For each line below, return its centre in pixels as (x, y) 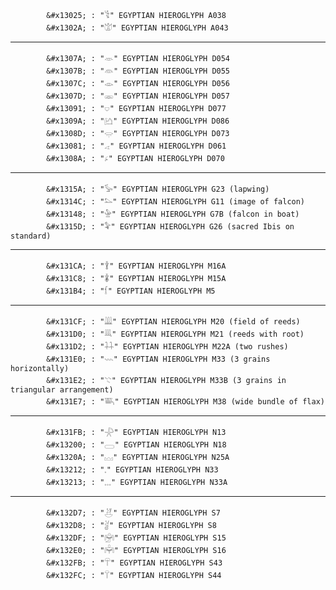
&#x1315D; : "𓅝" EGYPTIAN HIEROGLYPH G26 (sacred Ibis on (170, 227)
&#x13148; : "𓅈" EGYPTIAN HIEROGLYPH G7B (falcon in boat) (173, 214)
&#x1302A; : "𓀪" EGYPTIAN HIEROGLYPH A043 (137, 28)
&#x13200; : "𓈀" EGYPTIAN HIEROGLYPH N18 (136, 445)
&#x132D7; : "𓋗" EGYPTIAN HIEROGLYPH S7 (133, 513)
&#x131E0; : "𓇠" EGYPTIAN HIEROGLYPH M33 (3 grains (158, 359)
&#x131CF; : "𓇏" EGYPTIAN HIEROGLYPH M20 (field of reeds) (173, 322)
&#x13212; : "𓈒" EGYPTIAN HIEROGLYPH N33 (132, 470)
